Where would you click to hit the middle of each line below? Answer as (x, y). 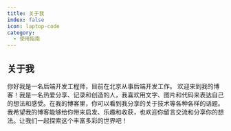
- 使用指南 (27, 39)
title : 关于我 (26, 13)
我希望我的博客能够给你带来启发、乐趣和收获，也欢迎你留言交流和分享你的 (112, 112)
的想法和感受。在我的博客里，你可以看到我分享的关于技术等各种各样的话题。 (115, 103)
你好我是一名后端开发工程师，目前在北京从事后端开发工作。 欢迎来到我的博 (113, 86)
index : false (26, 20)
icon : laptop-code (33, 26)
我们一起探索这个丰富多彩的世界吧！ (76, 120)
